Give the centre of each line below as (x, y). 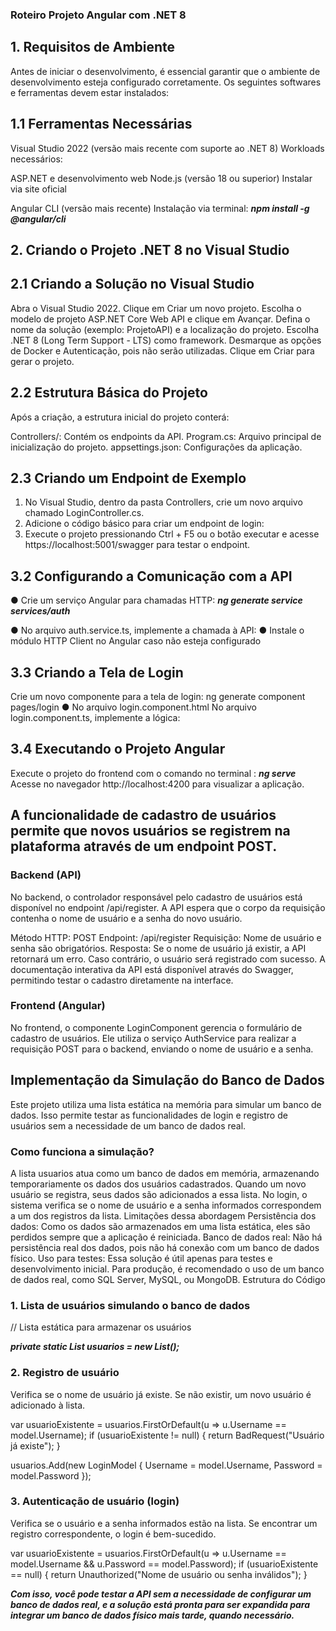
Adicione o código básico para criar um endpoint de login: (144, 524)
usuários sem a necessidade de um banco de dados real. (128, 1125)
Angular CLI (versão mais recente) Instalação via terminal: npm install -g (160, 208)
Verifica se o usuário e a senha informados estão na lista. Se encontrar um (164, 1523)
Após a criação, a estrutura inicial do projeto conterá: (120, 417)
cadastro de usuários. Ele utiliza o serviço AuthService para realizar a (153, 1038)
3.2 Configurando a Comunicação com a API (151, 576)
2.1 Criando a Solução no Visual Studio (132, 284)
